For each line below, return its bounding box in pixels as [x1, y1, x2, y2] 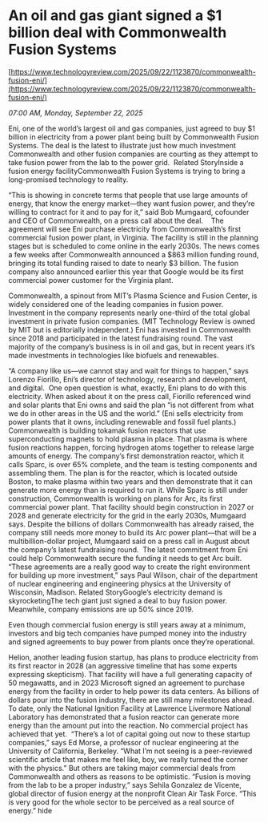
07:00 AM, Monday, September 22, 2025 [8, 107, 143, 118]
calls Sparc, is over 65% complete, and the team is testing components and [8, 459, 258, 469]
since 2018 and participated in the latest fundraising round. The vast [8, 333, 234, 343]
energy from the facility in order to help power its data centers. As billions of [8, 686, 260, 696]
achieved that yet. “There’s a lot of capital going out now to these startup [8, 728, 250, 739]
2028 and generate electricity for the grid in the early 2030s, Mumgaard [8, 510, 246, 520]
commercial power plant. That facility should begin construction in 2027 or [8, 502, 254, 511]
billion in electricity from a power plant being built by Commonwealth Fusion [8, 131, 259, 142]
